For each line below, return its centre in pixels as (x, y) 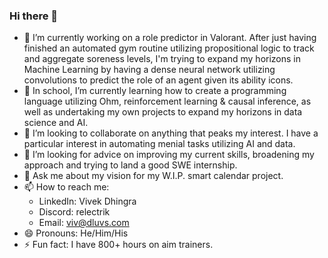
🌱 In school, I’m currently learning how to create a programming (155, 91)
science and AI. (56, 123)
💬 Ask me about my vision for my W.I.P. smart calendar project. (153, 176)
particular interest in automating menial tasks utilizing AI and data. (159, 144)
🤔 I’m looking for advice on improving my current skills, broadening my (169, 155)
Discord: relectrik (74, 212)
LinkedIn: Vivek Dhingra (87, 201)
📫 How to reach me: (66, 187)
